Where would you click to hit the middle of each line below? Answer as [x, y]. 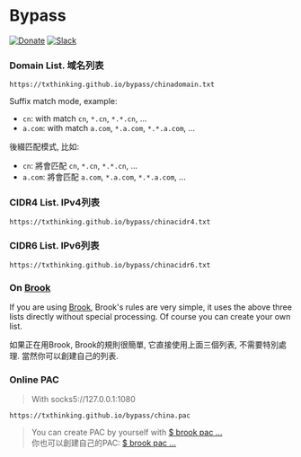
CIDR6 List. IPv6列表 [54, 246]
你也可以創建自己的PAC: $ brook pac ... [104, 443]
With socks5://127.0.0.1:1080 [84, 400]
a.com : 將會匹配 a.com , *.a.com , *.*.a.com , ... [104, 177]
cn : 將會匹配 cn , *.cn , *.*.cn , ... [80, 166]
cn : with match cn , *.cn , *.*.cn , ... [84, 119]
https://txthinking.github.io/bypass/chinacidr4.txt [110, 222]
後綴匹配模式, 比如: [44, 147]
